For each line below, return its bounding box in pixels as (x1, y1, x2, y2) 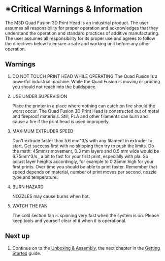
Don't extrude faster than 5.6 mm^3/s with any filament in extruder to (12, 137, 153, 143)
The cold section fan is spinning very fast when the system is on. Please (12, 212, 159, 218)
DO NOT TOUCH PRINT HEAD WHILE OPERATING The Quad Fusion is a (12, 73, 158, 79)
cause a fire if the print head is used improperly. (12, 118, 110, 124)
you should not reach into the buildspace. (12, 84, 97, 90)
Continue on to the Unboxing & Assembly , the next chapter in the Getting (12, 245, 160, 251)
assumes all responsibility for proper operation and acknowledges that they (5, 25, 159, 31)
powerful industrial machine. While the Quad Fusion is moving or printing (12, 78, 160, 84)
